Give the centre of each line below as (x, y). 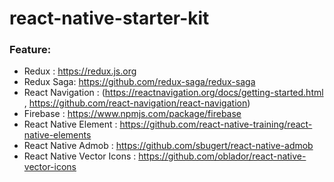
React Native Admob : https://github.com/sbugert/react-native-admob (168, 146)
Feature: (30, 50)
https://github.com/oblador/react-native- (222, 156)
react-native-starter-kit (109, 18)
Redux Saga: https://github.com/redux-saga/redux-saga (139, 82)
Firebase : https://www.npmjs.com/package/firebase (132, 114)
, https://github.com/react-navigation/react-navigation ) (137, 103)
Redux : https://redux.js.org (80, 71)
